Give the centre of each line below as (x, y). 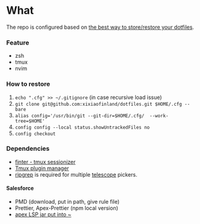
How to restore (28, 84)
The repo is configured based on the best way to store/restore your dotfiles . (100, 27)
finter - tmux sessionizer (45, 162)
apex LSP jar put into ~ (43, 214)
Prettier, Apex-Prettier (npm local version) (66, 208)
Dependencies (28, 149)
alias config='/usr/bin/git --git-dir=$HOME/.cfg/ (80, 116)
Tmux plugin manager (42, 168)
